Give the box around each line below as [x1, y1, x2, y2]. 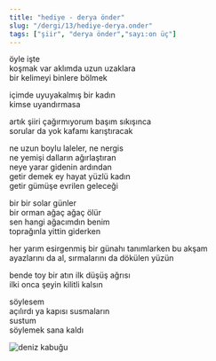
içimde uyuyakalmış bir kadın [9, 90, 116, 100]
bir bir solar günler [9, 198, 77, 208]
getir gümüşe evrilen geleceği [9, 181, 118, 192]
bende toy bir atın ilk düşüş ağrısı [9, 270, 131, 280]
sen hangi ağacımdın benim [9, 216, 110, 227]
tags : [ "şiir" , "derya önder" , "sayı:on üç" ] [9, 29, 177, 38]
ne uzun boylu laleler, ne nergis [9, 143, 124, 153]
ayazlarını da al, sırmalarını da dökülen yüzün [9, 253, 174, 263]
